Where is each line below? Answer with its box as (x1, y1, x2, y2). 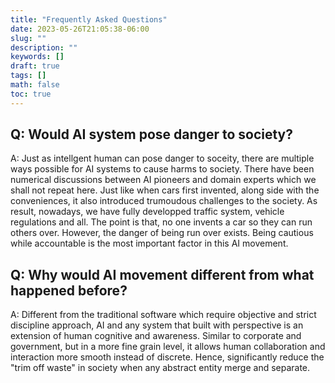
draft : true (10, 61, 60, 71)
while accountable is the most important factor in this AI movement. (10, 237, 289, 250)
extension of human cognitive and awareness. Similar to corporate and (10, 330, 302, 342)
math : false (10, 80, 60, 90)
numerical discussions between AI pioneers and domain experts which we (10, 174, 317, 186)
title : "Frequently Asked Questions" (10, 14, 168, 25)
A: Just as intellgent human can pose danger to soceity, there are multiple (10, 152, 315, 165)
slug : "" (10, 33, 47, 43)
